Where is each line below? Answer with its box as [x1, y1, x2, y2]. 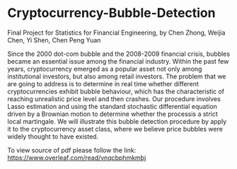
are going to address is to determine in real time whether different [7, 79, 200, 88]
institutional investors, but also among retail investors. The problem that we [7, 72, 226, 81]
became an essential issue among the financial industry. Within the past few [7, 57, 229, 65]
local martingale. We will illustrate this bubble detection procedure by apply [7, 117, 227, 125]
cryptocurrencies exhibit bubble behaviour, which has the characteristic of [7, 87, 225, 95]
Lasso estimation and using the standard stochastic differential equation [7, 102, 218, 110]
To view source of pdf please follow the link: [7, 146, 137, 154]
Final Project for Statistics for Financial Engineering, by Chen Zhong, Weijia [7, 28, 226, 37]
